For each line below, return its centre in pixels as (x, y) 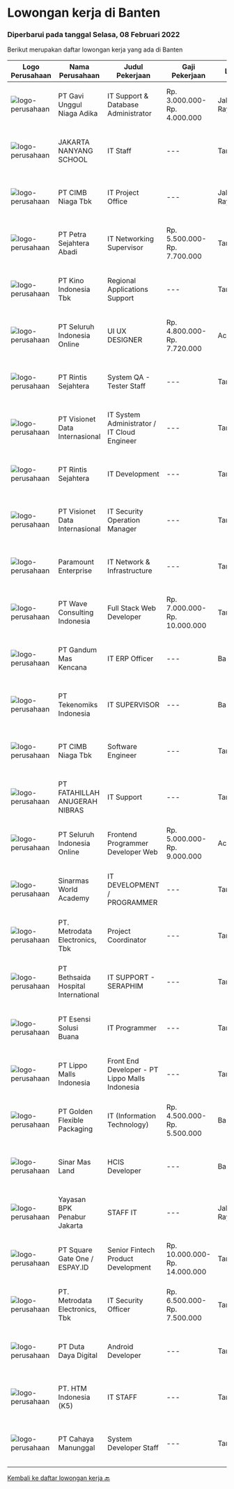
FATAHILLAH (79, 793)
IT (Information (132, 1116)
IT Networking (131, 239)
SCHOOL (73, 160)
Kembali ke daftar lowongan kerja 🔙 (58, 1478)
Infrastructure (130, 571)
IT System (124, 415)
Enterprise (75, 571)
